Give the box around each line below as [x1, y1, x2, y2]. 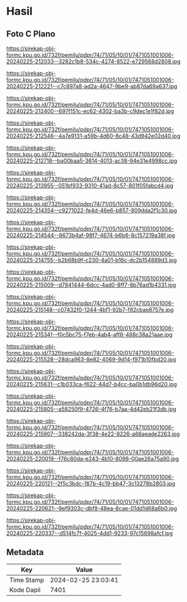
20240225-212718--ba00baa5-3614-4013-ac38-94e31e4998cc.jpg [6, 157, 177, 164]
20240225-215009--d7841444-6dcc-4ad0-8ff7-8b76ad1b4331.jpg [6, 281, 176, 288]
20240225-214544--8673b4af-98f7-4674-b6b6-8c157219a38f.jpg [6, 232, 175, 239]
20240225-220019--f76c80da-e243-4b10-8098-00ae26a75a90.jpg [6, 455, 179, 462]
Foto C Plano [6, 29, 56, 39]
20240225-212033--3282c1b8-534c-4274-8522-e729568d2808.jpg [6, 58, 181, 65]
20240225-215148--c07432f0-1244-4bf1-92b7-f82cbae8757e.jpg [6, 306, 174, 313]
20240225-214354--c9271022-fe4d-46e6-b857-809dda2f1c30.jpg [6, 207, 177, 214]
